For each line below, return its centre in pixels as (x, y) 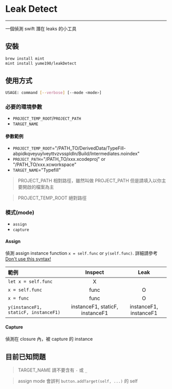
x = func (18, 298)
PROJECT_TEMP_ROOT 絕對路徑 (52, 198)
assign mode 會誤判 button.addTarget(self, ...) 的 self (78, 381)
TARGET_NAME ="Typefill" (37, 170)
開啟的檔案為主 (38, 187)
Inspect (95, 272)
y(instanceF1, (25, 307)
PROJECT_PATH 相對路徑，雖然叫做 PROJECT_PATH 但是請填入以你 (90, 180)
